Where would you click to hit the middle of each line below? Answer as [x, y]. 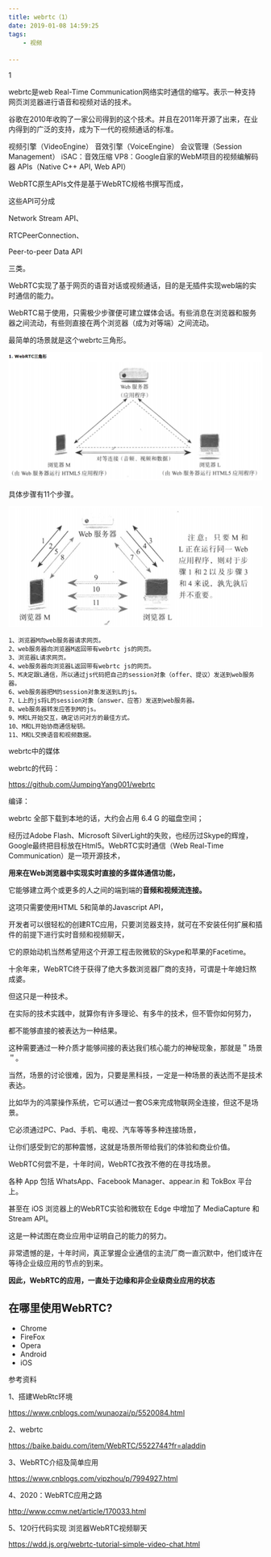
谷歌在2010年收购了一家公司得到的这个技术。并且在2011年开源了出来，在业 [133, 119]
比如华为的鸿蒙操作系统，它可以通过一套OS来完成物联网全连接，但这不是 [130, 1102]
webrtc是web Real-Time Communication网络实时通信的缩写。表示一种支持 [132, 92]
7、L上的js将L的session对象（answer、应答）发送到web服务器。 [104, 700]
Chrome [33, 1328]
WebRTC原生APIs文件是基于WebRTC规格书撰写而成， [98, 184]
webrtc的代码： [34, 768]
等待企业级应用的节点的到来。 [58, 1263]
